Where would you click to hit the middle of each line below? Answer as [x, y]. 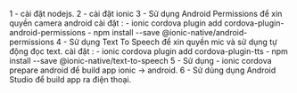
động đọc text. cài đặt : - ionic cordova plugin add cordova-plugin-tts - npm [148, 51]
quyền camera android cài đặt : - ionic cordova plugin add [116, 23]
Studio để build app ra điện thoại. [70, 79]
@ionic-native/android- [205, 32]
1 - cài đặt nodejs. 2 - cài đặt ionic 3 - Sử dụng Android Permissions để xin [146, 14]
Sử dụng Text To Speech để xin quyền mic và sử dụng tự [173, 42]
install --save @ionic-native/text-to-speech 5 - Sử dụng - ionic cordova [140, 61]
